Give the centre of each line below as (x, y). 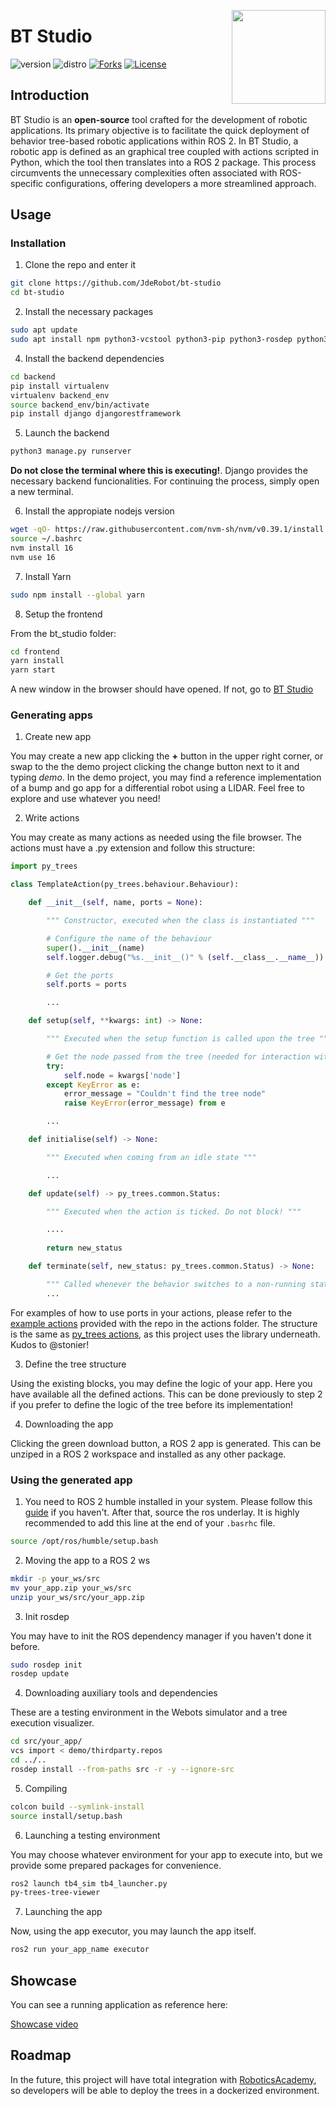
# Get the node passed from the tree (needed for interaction (178, 1056)
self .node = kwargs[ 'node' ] (122, 1075)
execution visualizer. (52, 1723)
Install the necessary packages (89, 312)
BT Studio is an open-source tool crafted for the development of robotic (159, 119)
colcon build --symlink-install (77, 1806)
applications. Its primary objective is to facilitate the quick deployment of (160, 130)
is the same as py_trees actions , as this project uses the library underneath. (165, 1334)
